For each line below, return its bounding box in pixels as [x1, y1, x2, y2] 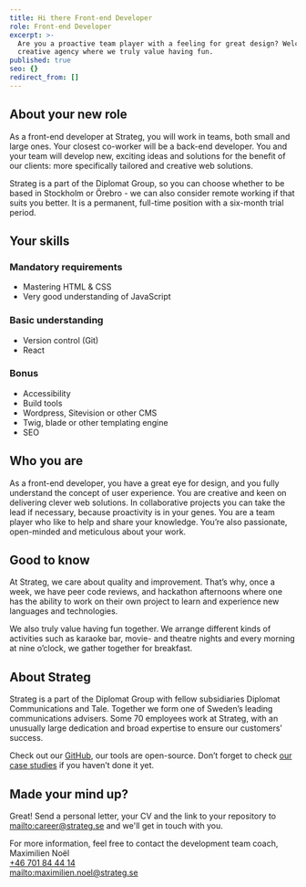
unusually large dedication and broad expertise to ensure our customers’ [9, 723, 282, 734]
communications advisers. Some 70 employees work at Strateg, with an [9, 713, 279, 724]
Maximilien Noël [9, 848, 70, 859]
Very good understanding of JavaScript [22, 291, 171, 302]
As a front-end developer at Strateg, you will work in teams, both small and [9, 131, 291, 142]
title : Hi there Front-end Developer [9, 13, 153, 23]
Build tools [22, 397, 63, 408]
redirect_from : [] [9, 73, 79, 82]
